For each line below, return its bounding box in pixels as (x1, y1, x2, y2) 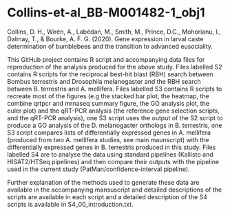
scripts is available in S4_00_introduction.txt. (7, 200, 134, 208)
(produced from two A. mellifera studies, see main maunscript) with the (7, 135, 209, 144)
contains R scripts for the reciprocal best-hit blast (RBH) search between (7, 70, 213, 78)
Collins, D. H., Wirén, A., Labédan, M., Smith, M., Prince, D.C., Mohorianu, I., (7, 27, 222, 36)
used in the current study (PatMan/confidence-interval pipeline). (7, 165, 191, 173)
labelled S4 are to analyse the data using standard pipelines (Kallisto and (7, 150, 213, 159)
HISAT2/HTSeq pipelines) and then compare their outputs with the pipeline (7, 157, 219, 166)
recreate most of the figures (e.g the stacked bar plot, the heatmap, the (7, 91, 209, 100)
